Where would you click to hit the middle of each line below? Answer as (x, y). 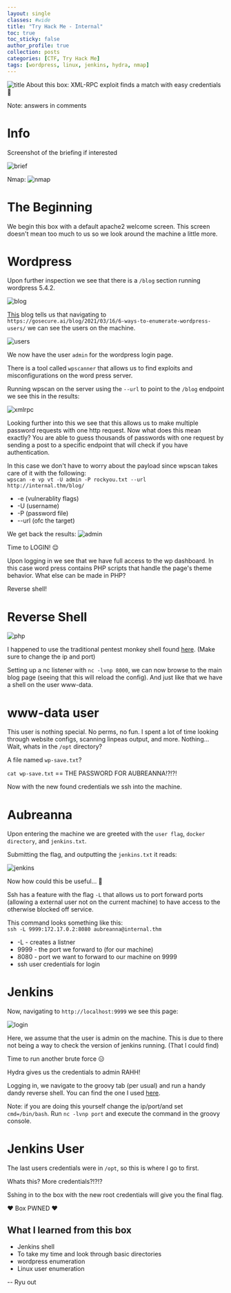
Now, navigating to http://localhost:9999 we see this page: (93, 1011)
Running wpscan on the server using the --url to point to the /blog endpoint (116, 389)
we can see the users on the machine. (81, 328)
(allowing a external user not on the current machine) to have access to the (114, 902)
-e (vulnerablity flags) (48, 499)
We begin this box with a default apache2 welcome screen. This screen (109, 226)
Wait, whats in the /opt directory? (54, 746)
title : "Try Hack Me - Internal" (55, 26)
